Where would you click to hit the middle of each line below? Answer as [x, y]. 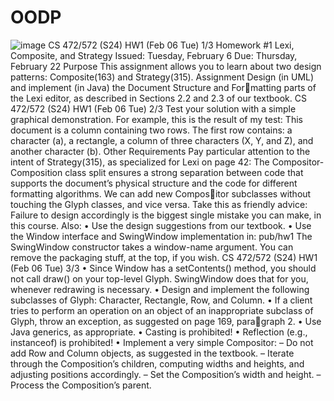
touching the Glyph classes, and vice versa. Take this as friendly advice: [159, 204]
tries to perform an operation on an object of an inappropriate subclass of [162, 310]
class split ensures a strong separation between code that [184, 172]
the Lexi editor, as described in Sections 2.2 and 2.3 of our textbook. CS [158, 98]
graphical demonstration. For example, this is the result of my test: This [156, 119]
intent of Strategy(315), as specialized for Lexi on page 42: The [140, 162]
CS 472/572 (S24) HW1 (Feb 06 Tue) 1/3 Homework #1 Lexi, [171, 45]
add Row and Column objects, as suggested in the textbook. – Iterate [152, 353]
